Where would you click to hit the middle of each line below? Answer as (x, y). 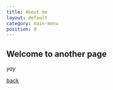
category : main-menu (33, 23)
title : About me (27, 12)
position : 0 (21, 29)
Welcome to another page (56, 54)
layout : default (27, 18)
